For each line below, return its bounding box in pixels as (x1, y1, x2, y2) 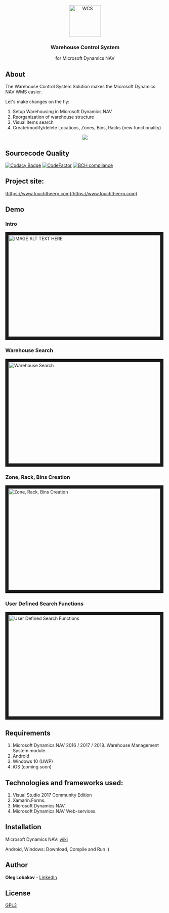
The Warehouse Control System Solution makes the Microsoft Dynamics (5, 84, 156, 90)
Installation (5, 823, 41, 831)
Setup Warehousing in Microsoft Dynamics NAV (12, 109, 112, 115)
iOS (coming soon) (12, 764, 52, 770)
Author (5, 861, 28, 869)
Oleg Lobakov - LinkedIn (5, 874, 57, 880)
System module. (12, 748, 47, 754)
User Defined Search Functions (5, 600, 84, 607)
